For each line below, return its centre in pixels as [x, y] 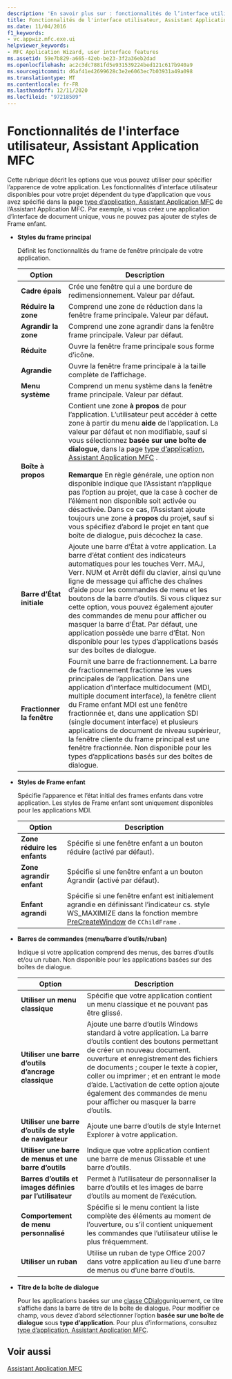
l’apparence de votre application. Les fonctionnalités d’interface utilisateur [113, 187]
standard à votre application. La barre [147, 1032]
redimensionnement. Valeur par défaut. [132, 295]
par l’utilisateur [46, 1196]
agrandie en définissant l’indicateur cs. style [138, 904]
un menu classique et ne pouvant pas [147, 1004]
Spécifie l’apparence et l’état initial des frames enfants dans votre [110, 795]
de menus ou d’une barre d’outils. [141, 1270]
